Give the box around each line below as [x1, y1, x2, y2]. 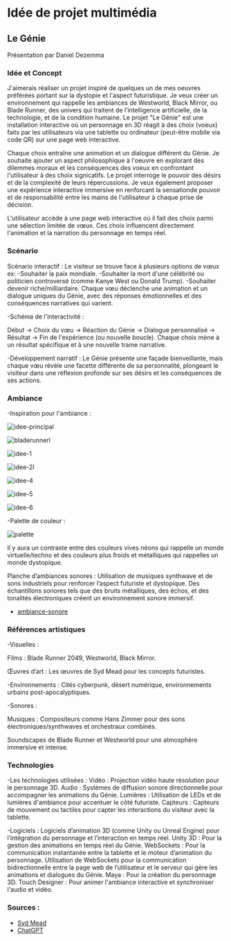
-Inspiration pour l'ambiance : [7, 409, 91, 417]
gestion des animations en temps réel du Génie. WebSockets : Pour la [7, 841, 205, 849]
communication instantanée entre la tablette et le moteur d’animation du [7, 849, 212, 857]
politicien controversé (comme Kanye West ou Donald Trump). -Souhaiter [7, 276, 216, 285]
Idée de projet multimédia [7, 5, 157, 21]
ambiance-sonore [17, 607, 68, 616]
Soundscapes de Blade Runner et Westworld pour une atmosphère [7, 736, 198, 744]
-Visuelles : [7, 641, 39, 649]
